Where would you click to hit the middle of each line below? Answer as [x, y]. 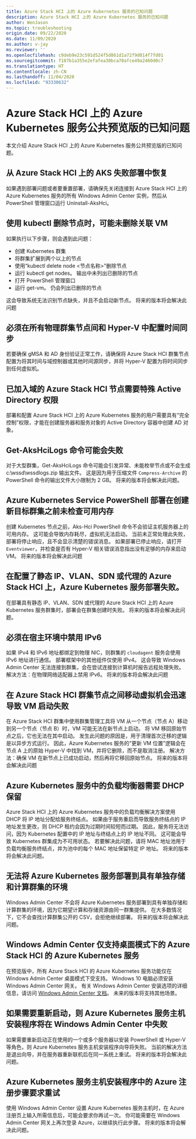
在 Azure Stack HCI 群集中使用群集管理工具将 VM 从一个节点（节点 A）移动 [97, 721]
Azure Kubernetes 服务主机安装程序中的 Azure [92, 1082]
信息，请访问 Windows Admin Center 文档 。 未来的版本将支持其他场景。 [93, 993]
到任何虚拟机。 [24, 369]
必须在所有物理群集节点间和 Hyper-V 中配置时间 [93, 327]
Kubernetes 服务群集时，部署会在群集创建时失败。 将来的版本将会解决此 [93, 610]
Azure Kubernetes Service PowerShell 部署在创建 [97, 501]
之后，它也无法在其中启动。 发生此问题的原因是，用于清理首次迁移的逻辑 [99, 736]
